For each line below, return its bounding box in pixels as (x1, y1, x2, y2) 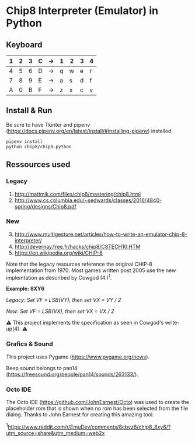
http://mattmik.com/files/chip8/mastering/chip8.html (14, 190, 141, 197)
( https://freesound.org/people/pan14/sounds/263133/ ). (6, 371, 138, 378)
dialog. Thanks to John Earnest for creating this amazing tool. (6, 411, 154, 418)
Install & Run (6, 106, 53, 116)
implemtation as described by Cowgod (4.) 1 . (6, 273, 112, 281)
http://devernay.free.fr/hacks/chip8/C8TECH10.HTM (14, 243, 141, 250)
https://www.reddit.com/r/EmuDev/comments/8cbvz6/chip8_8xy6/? (8, 423, 171, 430)
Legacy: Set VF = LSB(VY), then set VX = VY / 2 (6, 297, 121, 304)
